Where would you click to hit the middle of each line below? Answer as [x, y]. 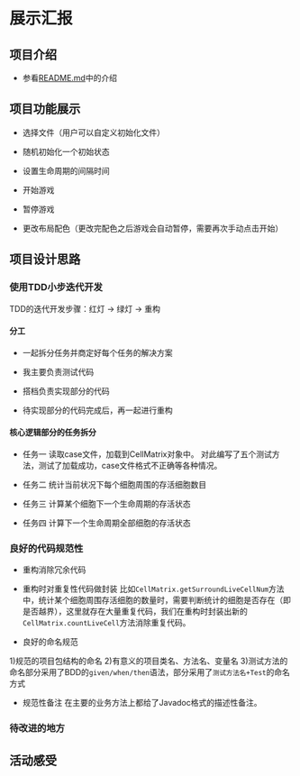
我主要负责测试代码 [58, 371]
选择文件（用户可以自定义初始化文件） [93, 132]
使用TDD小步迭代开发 [56, 288]
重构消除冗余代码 [54, 570]
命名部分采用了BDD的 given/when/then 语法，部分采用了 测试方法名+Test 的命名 [150, 672]
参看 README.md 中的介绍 [69, 78]
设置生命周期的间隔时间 [66, 170]
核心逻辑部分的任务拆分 [53, 433]
